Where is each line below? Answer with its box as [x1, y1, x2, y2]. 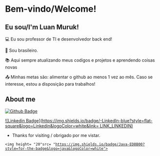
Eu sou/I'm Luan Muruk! [5, 23, 79, 31]
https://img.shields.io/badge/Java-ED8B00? [55, 142, 145, 147]
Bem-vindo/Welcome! [5, 3, 97, 15]
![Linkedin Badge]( [5, 117, 42, 123]
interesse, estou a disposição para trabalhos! [5, 81, 96, 87]
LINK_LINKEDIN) [100, 123, 133, 129]
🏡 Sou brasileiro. [5, 47, 38, 53]
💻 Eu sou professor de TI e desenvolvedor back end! [5, 36, 112, 42]
